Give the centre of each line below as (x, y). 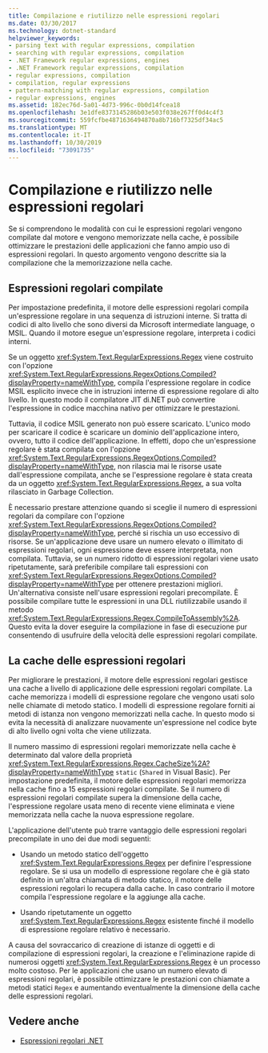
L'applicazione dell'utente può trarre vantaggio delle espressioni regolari (128, 830)
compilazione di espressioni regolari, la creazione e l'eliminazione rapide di (132, 953)
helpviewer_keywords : (44, 38)
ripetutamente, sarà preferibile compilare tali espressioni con (108, 567)
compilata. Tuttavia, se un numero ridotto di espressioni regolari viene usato (133, 559)
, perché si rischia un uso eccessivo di (176, 533)
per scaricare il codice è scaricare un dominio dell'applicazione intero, (124, 432)
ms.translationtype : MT (48, 128)
